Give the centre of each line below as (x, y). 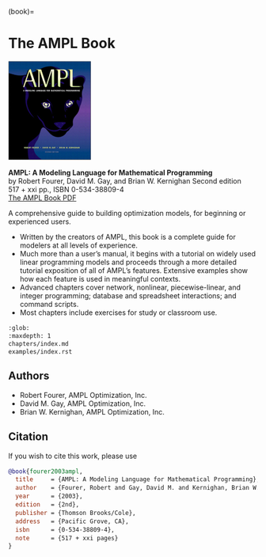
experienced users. (40, 222)
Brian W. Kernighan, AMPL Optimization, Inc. (92, 411)
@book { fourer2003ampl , (46, 471)
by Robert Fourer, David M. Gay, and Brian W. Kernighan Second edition (125, 180)
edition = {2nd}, (47, 505)
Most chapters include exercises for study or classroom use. (118, 313)
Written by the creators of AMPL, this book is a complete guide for (127, 237)
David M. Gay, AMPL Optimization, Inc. (83, 404)
